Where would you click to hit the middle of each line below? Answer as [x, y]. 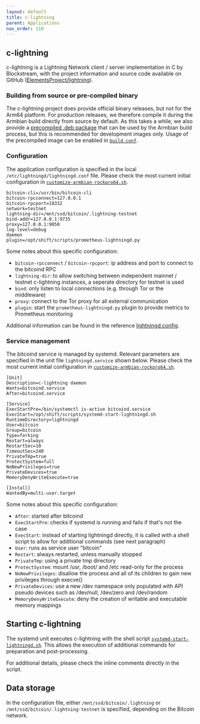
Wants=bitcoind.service [36, 388]
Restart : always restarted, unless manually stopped [78, 554]
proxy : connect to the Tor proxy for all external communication [91, 301]
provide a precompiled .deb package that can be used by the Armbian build [99, 128]
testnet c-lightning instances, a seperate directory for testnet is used [99, 282]
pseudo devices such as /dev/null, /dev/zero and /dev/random [91, 592]
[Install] [19, 488]
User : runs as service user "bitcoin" [58, 548]
